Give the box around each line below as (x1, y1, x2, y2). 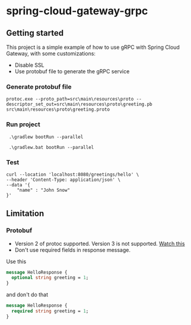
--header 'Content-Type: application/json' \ (6, 177, 120, 183)
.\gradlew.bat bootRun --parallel (8, 144, 94, 150)
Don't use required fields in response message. (14, 246, 130, 254)
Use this (6, 258, 27, 265)
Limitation (6, 208, 44, 218)
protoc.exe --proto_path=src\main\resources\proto (6, 96, 134, 102)
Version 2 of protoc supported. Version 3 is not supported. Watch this (14, 240, 185, 247)
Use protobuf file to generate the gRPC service (14, 68, 130, 75)
